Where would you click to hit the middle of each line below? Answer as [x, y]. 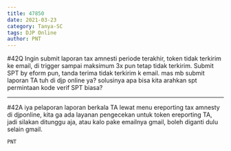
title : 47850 [26, 13]
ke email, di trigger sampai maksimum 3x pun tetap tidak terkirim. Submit [111, 66]
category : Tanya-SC [35, 26]
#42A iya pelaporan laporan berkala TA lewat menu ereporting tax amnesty [113, 108]
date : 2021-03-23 [32, 20]
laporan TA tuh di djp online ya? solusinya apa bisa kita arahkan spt [102, 80]
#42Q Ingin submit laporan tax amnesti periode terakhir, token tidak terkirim [114, 58]
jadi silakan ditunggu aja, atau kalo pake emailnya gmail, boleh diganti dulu [113, 122]
